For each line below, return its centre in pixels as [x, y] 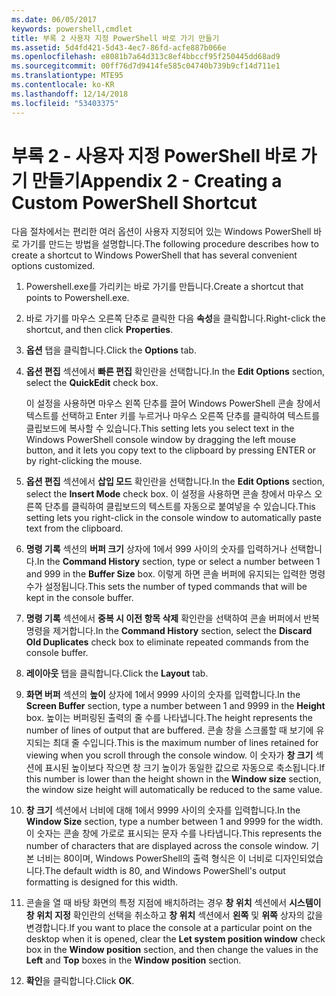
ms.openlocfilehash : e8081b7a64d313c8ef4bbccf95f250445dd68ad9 [146, 57]
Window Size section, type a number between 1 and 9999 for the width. [174, 822]
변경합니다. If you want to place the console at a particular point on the [169, 928]
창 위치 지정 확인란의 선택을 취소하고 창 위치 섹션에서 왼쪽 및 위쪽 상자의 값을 [174, 915]
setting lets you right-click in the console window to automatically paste [173, 518]
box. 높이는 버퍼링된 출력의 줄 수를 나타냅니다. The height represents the [169, 718]
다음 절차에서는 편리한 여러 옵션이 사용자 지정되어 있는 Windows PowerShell [161, 232]
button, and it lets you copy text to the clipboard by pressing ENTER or [171, 450]
